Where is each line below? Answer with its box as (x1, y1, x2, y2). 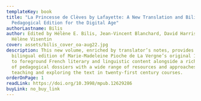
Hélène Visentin (11, 36, 52, 42)
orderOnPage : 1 (6, 75, 44, 81)
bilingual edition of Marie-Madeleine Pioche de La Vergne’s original (11, 53, 191, 59)
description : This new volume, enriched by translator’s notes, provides (6, 48, 194, 53)
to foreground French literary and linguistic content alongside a (11, 58, 184, 64)
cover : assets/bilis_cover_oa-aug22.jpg (6, 42, 109, 48)
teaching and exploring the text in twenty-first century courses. (11, 70, 184, 75)
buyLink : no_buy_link (6, 86, 60, 92)
